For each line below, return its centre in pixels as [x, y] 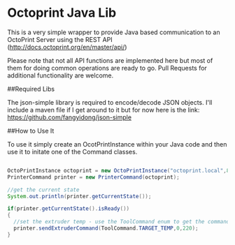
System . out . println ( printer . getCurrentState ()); [79, 196]
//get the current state [43, 190]
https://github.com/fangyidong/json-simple [69, 117]
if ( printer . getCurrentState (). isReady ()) [69, 209]
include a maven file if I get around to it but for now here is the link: [104, 110]
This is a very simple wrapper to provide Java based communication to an [114, 32]
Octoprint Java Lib [62, 13]
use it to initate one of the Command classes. [72, 151]
